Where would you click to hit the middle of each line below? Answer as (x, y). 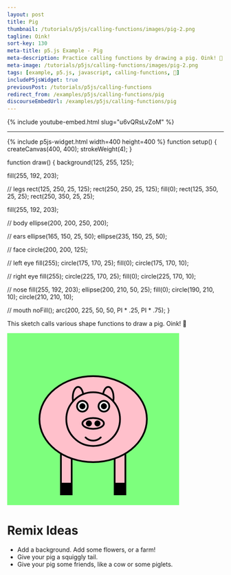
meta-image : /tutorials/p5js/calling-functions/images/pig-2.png (102, 65)
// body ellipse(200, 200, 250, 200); (58, 223)
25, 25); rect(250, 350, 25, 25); (51, 197)
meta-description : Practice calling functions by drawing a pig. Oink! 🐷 (115, 58)
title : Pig (23, 22)
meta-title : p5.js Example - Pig (55, 51)
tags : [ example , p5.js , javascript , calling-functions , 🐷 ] (93, 72)
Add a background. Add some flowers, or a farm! (86, 550)
